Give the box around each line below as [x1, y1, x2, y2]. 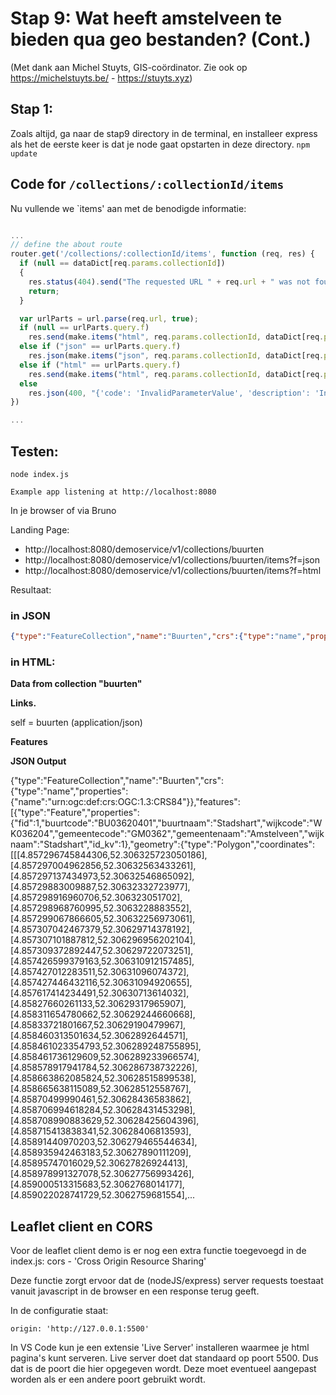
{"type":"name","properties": [10, 785, 129, 797]
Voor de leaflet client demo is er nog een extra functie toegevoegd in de [10, 1245, 307, 1257]
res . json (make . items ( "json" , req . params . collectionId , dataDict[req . [28, 351, 325, 361]
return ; [28, 286, 60, 296]
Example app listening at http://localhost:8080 [10, 487, 217, 497]
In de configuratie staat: [10, 1305, 109, 1317]
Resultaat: [10, 584, 52, 596]
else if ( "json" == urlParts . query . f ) [19, 342, 182, 352]
